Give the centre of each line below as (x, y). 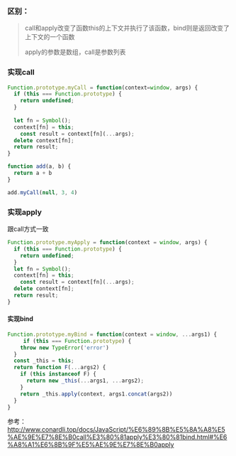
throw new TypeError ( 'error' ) (65, 348)
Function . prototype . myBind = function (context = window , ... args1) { (112, 334)
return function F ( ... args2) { (60, 368)
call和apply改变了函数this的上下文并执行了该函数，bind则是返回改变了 (127, 28)
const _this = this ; (44, 361)
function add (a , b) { (39, 166)
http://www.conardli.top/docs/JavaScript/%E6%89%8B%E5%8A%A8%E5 (116, 430)
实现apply (25, 212)
